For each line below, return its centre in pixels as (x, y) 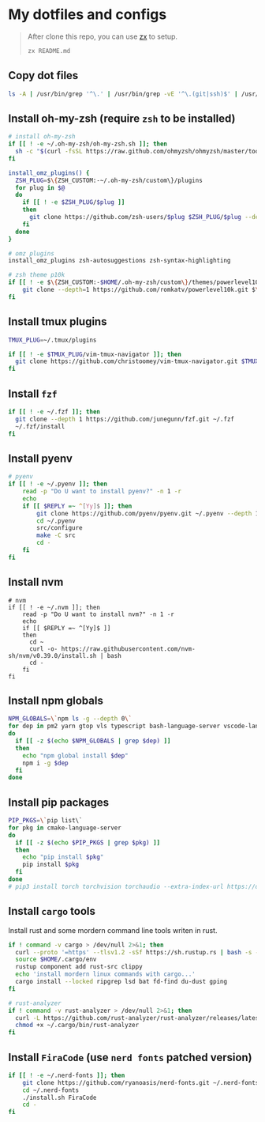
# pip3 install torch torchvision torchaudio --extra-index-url (116, 886)
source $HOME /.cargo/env (56, 960)
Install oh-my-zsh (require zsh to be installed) (122, 118)
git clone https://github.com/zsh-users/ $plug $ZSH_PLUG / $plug (135, 217)
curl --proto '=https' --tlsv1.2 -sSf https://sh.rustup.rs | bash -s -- (139, 952)
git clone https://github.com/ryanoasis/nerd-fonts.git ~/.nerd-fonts (141, 1082)
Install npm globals (56, 700)
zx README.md (49, 51)
